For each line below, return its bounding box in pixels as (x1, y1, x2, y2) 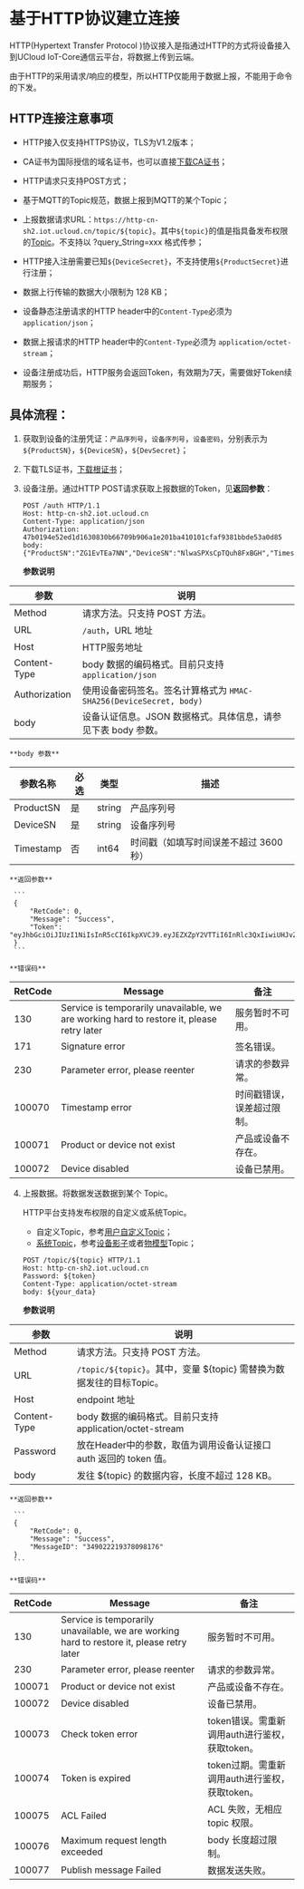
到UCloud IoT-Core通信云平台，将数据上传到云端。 (9, 51, 199, 62)
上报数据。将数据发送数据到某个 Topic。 (22, 1187, 174, 1198)
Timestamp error (60, 1100, 133, 1113)
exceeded (60, 1845, 104, 1858)
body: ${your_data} (22, 1287, 97, 1296)
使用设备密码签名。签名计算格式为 (81, 683, 228, 696)
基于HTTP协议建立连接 (9, 8, 180, 29)
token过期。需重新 (207, 1758, 287, 1771)
